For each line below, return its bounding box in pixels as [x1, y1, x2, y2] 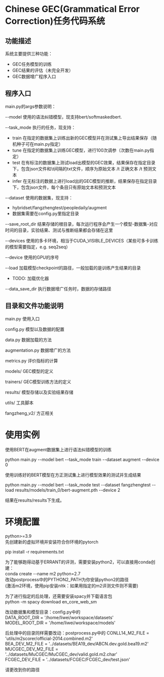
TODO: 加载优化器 [12, 275, 49, 281]
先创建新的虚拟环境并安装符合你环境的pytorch [5, 539, 98, 545]
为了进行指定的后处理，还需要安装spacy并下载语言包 [5, 593, 112, 599]
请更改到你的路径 [5, 667, 40, 673]
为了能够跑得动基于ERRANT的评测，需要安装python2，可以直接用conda [5, 559, 151, 565]
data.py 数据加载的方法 [5, 337, 52, 343]
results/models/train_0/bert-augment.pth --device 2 [15, 487, 121, 493]
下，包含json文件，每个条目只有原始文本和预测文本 [12, 184, 116, 190]
